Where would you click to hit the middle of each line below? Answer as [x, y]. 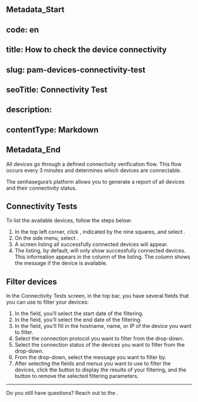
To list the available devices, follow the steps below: [69, 221]
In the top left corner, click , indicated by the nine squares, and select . [100, 232]
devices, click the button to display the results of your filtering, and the [100, 370]
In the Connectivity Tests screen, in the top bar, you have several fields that [98, 296]
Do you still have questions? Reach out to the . [62, 393]
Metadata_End [33, 150]
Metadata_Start [35, 10]
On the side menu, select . [46, 238]
